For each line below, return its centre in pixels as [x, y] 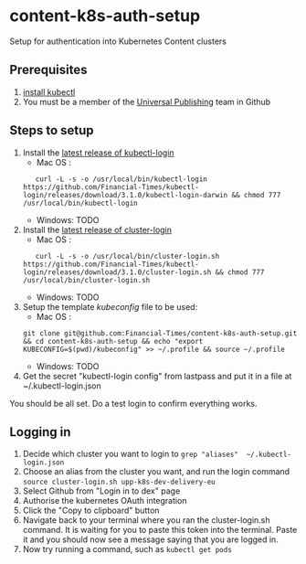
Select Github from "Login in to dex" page [101, 491]
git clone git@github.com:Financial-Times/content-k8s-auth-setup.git [160, 333]
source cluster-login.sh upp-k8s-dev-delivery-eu [119, 482]
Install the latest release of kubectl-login [99, 153]
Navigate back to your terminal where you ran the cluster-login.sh [146, 520]
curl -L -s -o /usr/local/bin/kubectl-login [121, 179]
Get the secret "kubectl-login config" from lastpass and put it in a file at [157, 376]
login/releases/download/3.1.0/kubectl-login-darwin [125, 195]
